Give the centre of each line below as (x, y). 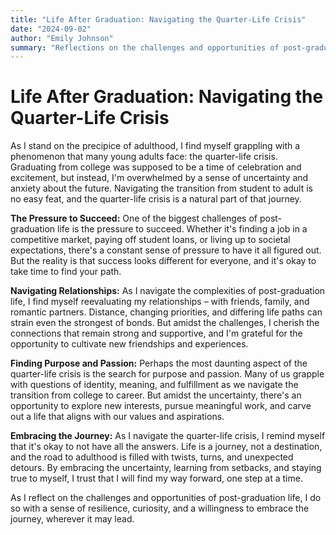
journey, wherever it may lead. (72, 519)
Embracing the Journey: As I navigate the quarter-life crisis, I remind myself (168, 436)
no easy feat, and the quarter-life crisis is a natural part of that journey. (156, 199)
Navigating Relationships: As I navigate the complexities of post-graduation (168, 291)
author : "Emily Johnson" (62, 38)
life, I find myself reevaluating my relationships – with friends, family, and (160, 302)
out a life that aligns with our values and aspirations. (117, 417)
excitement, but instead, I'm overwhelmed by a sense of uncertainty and (159, 178)
